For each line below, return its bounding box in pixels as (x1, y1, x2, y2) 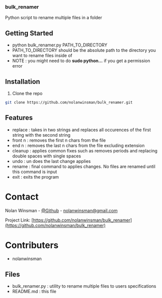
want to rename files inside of (12, 53, 73, 59)
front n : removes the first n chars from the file (12, 137, 106, 143)
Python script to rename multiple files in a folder (5, 15, 102, 21)
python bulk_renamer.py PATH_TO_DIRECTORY (12, 42, 108, 48)
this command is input (12, 169, 57, 175)
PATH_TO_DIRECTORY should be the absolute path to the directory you (12, 47, 156, 53)
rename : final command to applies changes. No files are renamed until (12, 163, 156, 169)
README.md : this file (12, 289, 56, 295)
